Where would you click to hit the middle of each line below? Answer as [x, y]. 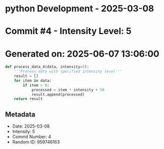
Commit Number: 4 [32, 137]
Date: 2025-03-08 [31, 126]
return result [28, 99]
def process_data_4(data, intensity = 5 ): [47, 67]
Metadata [20, 114]
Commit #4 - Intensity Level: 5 [68, 31]
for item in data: [33, 80]
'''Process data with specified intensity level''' [68, 72]
